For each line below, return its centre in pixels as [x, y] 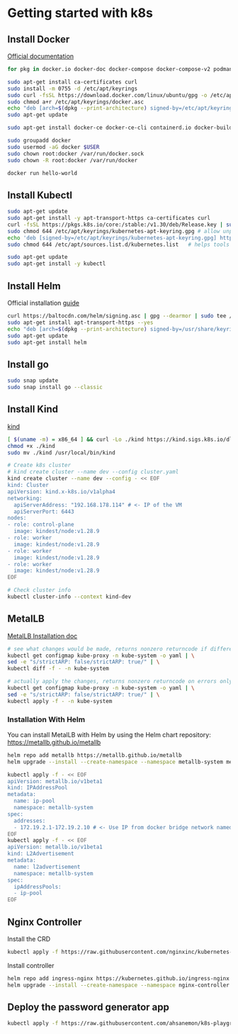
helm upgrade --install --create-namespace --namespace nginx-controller [119, 985]
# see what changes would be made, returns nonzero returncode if [107, 649]
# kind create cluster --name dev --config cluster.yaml [93, 472]
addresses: [30, 821]
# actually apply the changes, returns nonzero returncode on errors [112, 682]
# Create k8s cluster [39, 466]
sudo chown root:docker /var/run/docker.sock [75, 154]
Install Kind [33, 409]
